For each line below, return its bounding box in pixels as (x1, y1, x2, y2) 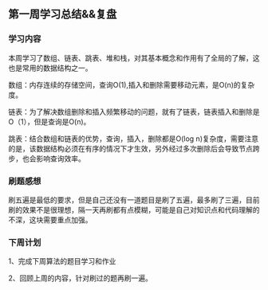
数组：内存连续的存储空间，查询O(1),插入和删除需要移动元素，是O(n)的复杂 (8, 80, 255, 89)
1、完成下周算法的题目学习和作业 (8, 257, 116, 266)
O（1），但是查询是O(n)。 (8, 116, 91, 126)
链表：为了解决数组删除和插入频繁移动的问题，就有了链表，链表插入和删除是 (8, 107, 260, 116)
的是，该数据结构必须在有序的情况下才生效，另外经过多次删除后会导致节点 (8, 143, 253, 153)
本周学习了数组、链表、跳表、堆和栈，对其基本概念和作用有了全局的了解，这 (8, 53, 260, 62)
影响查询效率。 (35, 154, 85, 163)
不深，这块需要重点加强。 (8, 214, 93, 225)
